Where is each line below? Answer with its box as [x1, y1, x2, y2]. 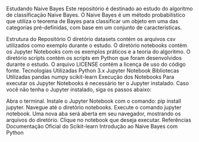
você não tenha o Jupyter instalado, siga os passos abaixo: [6, 86, 152, 93]
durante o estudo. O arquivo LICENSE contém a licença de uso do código [6, 61, 186, 68]
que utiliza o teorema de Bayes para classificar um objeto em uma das [6, 18, 179, 24]
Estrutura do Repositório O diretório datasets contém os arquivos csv [6, 36, 176, 42]
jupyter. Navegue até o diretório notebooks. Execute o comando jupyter [6, 104, 182, 111]
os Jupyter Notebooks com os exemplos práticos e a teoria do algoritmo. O [6, 48, 191, 55]
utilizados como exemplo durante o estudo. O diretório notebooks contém [6, 42, 188, 49]
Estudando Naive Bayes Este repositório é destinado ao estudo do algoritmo [6, 5, 193, 12]
